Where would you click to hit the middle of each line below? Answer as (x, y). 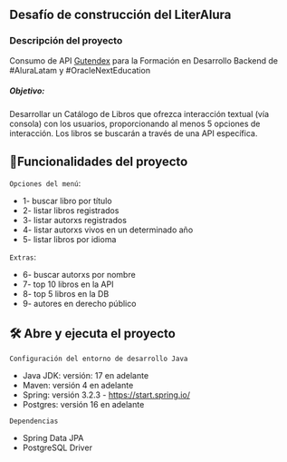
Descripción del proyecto (66, 41)
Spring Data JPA (53, 438)
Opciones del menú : (45, 183)
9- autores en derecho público (79, 304)
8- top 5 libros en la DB (66, 294)
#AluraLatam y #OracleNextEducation (80, 70)
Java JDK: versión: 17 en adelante (86, 376)
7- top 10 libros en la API (68, 284)
